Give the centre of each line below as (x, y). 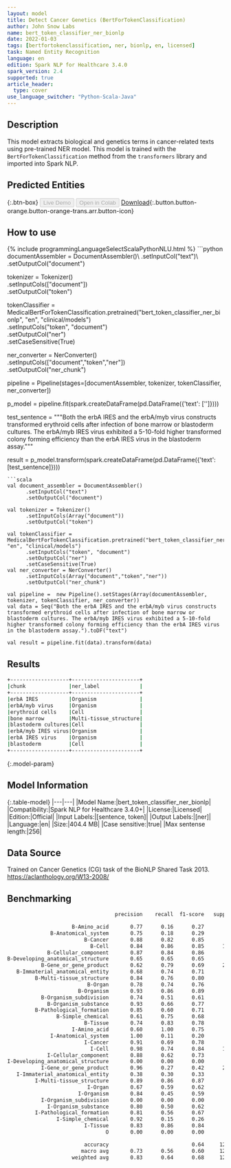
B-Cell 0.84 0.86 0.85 (147, 946)
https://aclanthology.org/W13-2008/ (58, 877)
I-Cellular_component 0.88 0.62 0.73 (126, 1055)
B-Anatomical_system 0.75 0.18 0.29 (128, 933)
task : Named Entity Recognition (53, 52)
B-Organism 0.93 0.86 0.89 (141, 991)
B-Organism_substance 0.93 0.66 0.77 (126, 1004)
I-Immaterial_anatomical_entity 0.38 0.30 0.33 (110, 1075)
